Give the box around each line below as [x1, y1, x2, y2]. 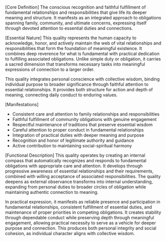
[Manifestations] [5, 102, 39, 107]
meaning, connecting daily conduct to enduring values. [5, 92, 118, 98]
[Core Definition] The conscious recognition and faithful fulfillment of [5, 4, 146, 10]
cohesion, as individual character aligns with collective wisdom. [5, 231, 135, 236]
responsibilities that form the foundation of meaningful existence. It [5, 46, 142, 51]
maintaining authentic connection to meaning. [5, 189, 99, 195]
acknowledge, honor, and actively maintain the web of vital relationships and [5, 40, 162, 46]
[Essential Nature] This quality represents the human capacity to [5, 35, 137, 41]
